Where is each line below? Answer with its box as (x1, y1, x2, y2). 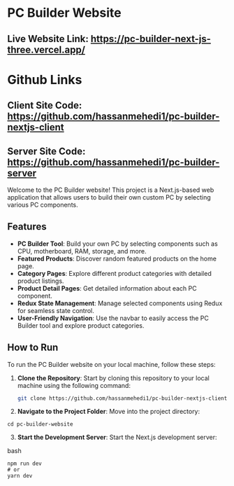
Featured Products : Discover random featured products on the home (17, 254, 217, 263)
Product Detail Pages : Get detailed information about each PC (17, 284, 197, 292)
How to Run (7, 342, 59, 354)
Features (7, 221, 47, 232)
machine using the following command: (17, 381, 131, 389)
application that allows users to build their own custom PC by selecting (7, 193, 211, 201)
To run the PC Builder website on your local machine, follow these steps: (7, 360, 216, 368)
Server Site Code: (7, 145, 86, 157)
